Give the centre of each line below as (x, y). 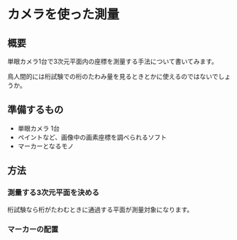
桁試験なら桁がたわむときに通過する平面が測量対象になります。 (100, 209)
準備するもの (35, 110)
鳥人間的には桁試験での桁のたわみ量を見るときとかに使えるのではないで (113, 76)
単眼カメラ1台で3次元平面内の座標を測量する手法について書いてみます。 (113, 61)
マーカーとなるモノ (46, 146)
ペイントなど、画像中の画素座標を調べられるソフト (92, 137)
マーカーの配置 (33, 229)
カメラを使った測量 (64, 15)
